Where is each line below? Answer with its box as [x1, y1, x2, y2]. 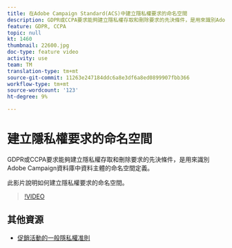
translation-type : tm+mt [7, 68, 79, 74]
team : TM [7, 61, 32, 68]
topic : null [7, 29, 41, 37]
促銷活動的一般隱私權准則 [17, 234, 90, 242]
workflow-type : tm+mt [7, 81, 70, 87]
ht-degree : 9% [7, 94, 48, 101]
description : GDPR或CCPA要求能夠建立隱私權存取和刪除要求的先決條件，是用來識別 [7, 17, 216, 23]
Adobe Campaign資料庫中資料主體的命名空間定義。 [7, 163, 154, 172]
